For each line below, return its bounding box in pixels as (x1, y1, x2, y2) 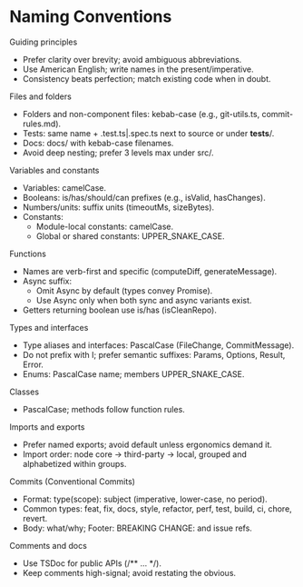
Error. (22, 359, 44, 370)
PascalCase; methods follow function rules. (22, 403, 186, 414)
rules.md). (22, 118, 62, 129)
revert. (22, 512, 48, 523)
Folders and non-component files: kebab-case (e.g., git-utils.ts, (22, 108, 260, 119)
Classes (9, 386, 39, 397)
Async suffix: (22, 275, 73, 286)
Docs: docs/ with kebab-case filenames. (22, 137, 174, 148)
